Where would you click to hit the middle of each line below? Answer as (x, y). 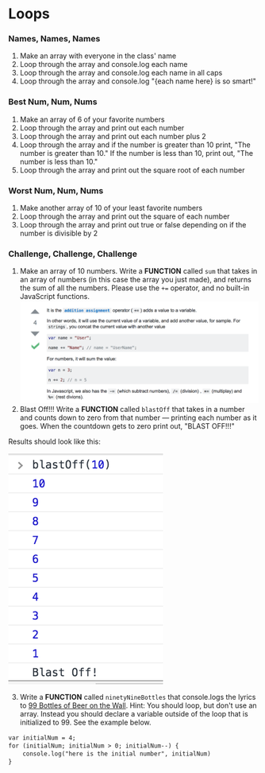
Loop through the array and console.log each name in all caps (121, 73)
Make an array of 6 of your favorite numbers (92, 119)
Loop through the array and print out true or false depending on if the (133, 225)
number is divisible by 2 (58, 233)
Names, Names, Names (54, 39)
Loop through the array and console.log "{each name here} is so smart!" (138, 81)
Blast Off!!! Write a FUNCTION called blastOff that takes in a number (132, 409)
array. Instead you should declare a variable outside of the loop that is (134, 713)
